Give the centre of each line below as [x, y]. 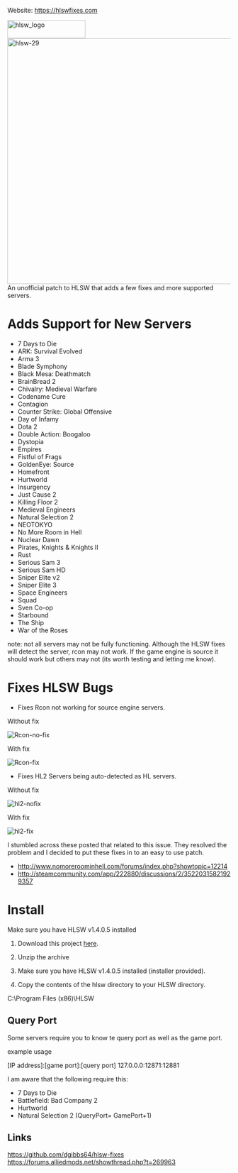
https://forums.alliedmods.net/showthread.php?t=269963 [91, 1162]
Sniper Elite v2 [39, 577]
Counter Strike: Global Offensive [64, 412]
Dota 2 [27, 426]
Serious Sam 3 [39, 562]
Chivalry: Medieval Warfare [57, 389]
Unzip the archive [43, 957]
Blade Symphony [42, 366]
